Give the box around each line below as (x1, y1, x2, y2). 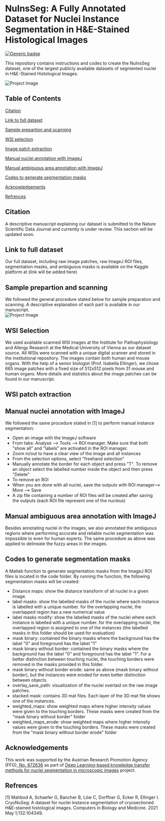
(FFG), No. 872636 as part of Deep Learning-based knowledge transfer (5, 762, 150, 768)
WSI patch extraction (5, 390, 71, 399)
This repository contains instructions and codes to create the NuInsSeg (5, 60, 150, 66)
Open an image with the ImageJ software (12, 435, 96, 441)
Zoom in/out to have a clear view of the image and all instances (12, 451, 141, 457)
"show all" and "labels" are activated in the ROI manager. (12, 445, 128, 451)
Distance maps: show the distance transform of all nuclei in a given (12, 588, 149, 594)
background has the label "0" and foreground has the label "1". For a (12, 651, 151, 657)
